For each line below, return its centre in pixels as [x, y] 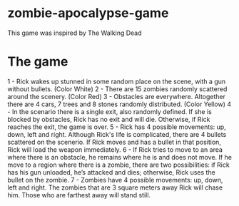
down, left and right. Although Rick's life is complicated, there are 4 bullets [117, 134]
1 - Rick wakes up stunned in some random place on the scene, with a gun [117, 81]
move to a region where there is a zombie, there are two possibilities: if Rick [118, 165]
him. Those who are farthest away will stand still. [79, 195]
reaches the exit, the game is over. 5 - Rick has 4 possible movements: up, [117, 127]
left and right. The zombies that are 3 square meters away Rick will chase [115, 187]
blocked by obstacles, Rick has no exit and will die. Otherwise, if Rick [109, 119]
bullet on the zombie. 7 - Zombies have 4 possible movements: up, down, [115, 180]
